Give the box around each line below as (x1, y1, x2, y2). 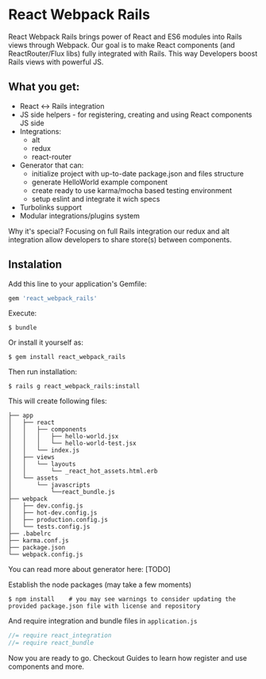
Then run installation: (8, 367, 78, 376)
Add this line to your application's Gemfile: (8, 279, 147, 288)
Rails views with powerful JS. (8, 57, 104, 67)
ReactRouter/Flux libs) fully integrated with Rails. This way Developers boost (8, 48, 258, 58)
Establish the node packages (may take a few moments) (8, 580, 192, 589)
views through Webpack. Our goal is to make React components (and (8, 40, 236, 49)
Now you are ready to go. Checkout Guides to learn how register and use (8, 654, 248, 663)
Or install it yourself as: (8, 338, 83, 347)
